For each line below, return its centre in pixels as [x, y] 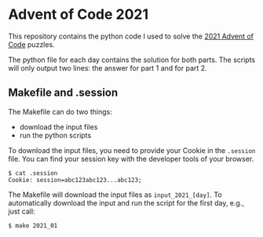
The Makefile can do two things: [60, 111]
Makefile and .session [63, 93]
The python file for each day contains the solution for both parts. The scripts [132, 60]
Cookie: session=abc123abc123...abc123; [75, 180]
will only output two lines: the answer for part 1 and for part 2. [108, 67]
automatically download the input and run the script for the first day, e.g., [126, 202]
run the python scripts [55, 135]
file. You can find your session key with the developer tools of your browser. [131, 159]
